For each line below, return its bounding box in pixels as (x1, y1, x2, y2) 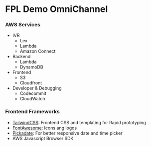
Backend (12, 54, 31, 60)
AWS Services (5, 21, 41, 28)
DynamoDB (19, 64, 43, 70)
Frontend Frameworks (5, 108, 60, 115)
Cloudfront (19, 80, 42, 86)
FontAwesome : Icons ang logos (12, 125, 77, 131)
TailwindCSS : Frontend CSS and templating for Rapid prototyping (12, 119, 146, 125)
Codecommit (19, 90, 46, 96)
